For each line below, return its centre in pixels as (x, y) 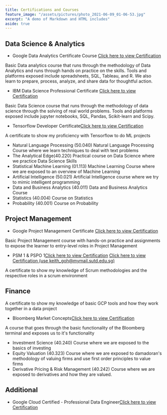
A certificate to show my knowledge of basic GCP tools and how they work (82, 303)
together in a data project (31, 308)
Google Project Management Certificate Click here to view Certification (85, 231)
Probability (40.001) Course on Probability (55, 203)
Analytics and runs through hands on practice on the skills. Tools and (76, 71)
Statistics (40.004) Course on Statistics (53, 198)
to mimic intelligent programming (46, 182)
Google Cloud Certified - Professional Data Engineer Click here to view (84, 402)
